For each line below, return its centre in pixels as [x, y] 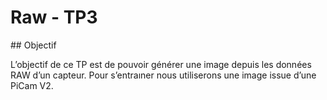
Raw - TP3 [54, 17]
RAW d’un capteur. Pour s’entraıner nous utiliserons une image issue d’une [163, 75]
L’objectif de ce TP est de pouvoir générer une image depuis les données [161, 64]
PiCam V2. [32, 85]
